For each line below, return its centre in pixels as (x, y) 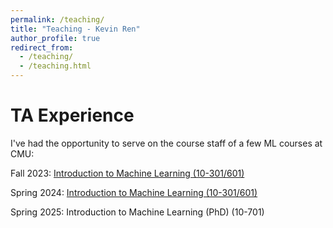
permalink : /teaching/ (57, 19)
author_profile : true (55, 38)
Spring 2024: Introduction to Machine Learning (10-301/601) (134, 192)
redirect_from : (42, 47)
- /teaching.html (55, 66)
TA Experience (72, 115)
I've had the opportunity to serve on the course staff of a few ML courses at (166, 143)
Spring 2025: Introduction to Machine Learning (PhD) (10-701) (137, 212)
